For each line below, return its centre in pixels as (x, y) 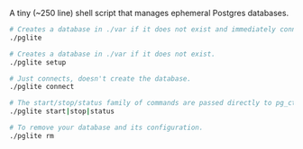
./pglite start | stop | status (62, 111)
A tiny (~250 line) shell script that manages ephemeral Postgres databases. (149, 13)
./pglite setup (38, 62)
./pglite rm (32, 136)
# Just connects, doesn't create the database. (101, 79)
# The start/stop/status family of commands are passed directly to (141, 103)
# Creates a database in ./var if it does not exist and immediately (143, 30)
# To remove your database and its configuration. (106, 127)
